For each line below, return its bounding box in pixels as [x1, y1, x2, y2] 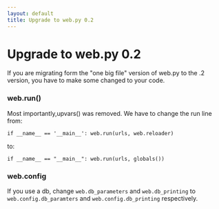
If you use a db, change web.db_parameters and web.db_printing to [7, 187, 196, 195]
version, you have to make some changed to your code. [7, 77, 165, 85]
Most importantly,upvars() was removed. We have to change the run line [7, 109, 212, 117]
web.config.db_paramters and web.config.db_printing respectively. [7, 195, 198, 203]
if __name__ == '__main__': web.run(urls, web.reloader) [7, 130, 174, 137]
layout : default [7, 10, 54, 17]
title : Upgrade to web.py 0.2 [7, 17, 94, 23]
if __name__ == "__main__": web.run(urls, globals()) [7, 155, 165, 162]
